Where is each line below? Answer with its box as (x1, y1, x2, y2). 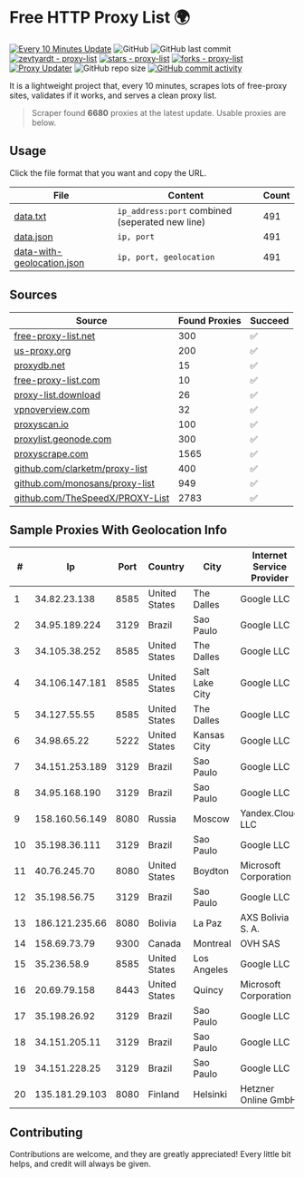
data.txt (14, 209, 47, 222)
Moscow (193, 813, 231, 825)
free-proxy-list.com (14, 374, 101, 386)
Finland (147, 1088, 180, 1101)
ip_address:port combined (117, 204, 233, 217)
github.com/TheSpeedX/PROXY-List (14, 492, 170, 504)
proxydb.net (14, 359, 66, 372)
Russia (147, 813, 176, 825)
